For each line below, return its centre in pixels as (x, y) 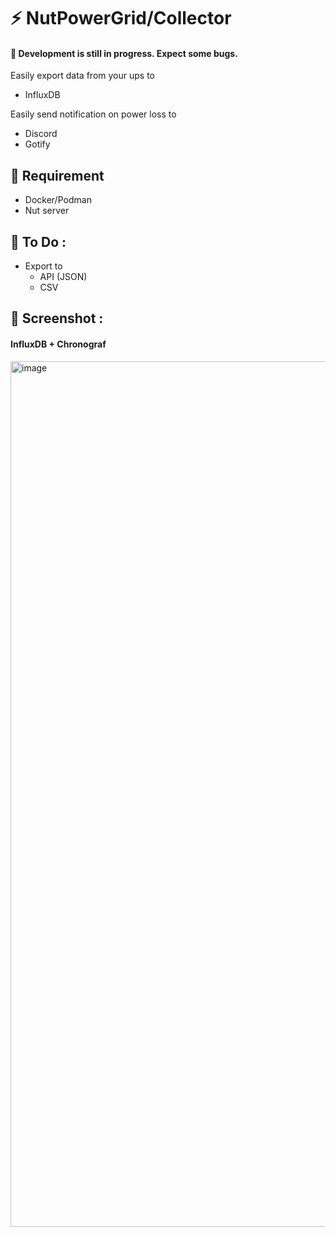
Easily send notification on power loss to (93, 114)
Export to (43, 266)
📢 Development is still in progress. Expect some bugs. (124, 53)
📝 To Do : (38, 241)
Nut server (47, 211)
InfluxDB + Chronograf (58, 344)
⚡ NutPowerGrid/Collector (121, 18)
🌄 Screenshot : (57, 318)
